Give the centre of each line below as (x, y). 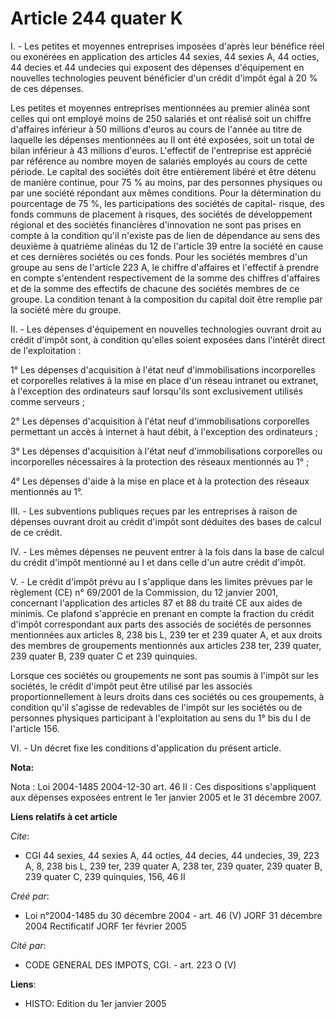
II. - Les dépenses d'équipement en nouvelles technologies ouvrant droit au (166, 329)
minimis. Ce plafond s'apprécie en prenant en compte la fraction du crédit (162, 613)
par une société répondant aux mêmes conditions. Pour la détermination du (166, 193)
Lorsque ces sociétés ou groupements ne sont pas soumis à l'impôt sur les (165, 675)
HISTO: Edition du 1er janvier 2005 (95, 1003)
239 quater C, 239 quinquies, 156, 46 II (105, 876)
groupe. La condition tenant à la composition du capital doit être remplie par (166, 299)
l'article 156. (35, 728)
